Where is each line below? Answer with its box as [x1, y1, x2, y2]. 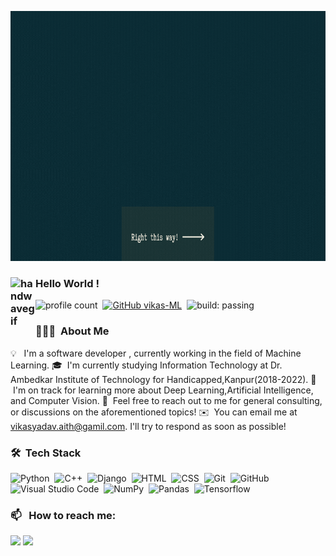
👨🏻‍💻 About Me [35, 324, 110, 338]
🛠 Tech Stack [10, 446, 82, 460]
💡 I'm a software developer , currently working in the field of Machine [10, 347, 302, 359]
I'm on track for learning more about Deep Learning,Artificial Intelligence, [12, 384, 314, 396]
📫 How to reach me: [10, 508, 117, 522]
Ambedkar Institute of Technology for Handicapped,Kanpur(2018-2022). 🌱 [10, 373, 317, 385]
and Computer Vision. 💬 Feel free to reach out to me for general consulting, [10, 394, 323, 406]
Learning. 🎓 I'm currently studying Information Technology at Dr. [10, 359, 283, 371]
